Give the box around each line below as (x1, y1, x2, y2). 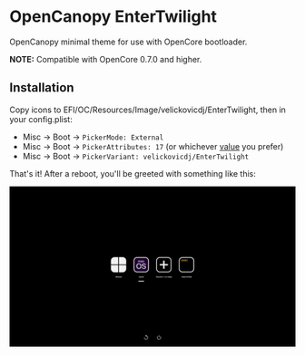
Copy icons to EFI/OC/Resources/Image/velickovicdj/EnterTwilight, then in (9, 104, 286, 115)
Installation (9, 80, 74, 96)
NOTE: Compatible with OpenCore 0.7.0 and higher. (9, 53, 202, 64)
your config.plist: (9, 113, 73, 124)
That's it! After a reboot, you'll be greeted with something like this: (9, 168, 257, 178)
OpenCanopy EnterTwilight (9, 6, 218, 27)
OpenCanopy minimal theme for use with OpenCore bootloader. (9, 36, 248, 47)
